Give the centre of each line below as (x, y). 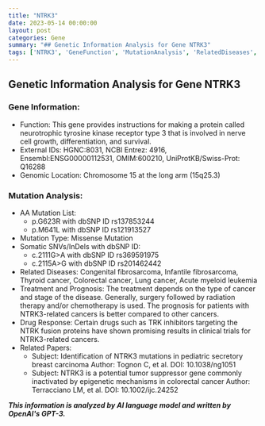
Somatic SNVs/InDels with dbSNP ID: (80, 246)
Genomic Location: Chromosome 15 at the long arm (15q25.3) (120, 175)
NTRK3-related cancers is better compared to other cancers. (119, 313)
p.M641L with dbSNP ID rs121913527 (91, 229)
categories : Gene (37, 38)
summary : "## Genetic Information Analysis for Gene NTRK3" (110, 45)
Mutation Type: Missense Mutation (76, 238)
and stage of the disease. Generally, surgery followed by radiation (127, 297)
